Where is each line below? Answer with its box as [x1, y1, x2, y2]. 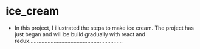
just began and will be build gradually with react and [14, 30, 145, 38]
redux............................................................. [14, 37, 123, 44]
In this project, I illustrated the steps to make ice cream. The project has [14, 24, 194, 31]
